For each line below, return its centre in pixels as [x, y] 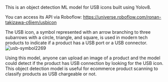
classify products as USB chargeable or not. [51, 74]
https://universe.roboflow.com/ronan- [122, 17]
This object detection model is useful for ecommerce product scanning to [82, 68]
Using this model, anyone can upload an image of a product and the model [83, 58]
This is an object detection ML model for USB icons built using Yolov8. [78, 7]
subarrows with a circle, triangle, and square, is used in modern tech [76, 37]
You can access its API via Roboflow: [44, 17]
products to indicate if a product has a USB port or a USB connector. [76, 43]
